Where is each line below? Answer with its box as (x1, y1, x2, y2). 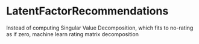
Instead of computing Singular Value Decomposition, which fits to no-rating (6, 24, 194, 31)
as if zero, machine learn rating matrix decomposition (6, 30, 139, 37)
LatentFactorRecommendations (6, 4, 169, 18)
